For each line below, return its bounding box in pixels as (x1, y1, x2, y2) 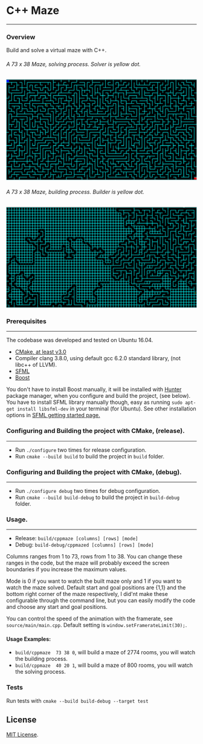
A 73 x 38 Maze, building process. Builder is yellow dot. (6, 188, 145, 195)
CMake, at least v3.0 (14, 348, 66, 355)
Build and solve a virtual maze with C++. (6, 47, 107, 54)
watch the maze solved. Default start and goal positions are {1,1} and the (6, 584, 186, 591)
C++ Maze (6, 4, 59, 18)
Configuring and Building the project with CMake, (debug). (6, 468, 182, 476)
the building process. (14, 655, 68, 663)
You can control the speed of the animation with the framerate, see (6, 615, 173, 622)
